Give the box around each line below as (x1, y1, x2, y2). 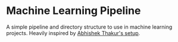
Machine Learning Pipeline (6, 4, 141, 17)
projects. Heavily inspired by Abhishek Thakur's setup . (6, 29, 140, 36)
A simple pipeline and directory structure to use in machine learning (6, 23, 173, 30)
